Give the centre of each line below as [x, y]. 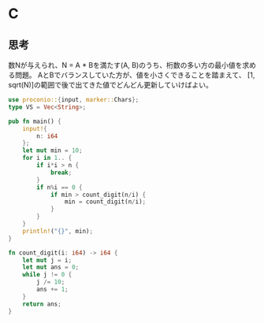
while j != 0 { [47, 275]
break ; [61, 173]
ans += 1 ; [52, 289]
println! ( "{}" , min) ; [58, 231]
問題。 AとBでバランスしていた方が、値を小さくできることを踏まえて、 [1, [135, 75]
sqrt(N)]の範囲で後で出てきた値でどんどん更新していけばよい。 [110, 85]
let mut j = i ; [47, 260]
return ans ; [42, 304]
